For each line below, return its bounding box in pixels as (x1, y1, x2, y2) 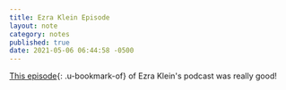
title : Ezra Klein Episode (9, 12, 110, 22)
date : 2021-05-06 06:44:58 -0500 (9, 46, 134, 55)
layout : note (9, 21, 58, 30)
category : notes (9, 29, 70, 38)
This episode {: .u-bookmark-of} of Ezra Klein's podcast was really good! (9, 70, 278, 81)
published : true (9, 37, 70, 47)
